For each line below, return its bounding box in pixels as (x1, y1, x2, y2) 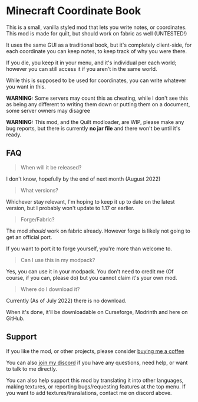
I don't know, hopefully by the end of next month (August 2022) (6, 175, 161, 182)
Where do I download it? (20, 285, 80, 293)
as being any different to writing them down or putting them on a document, (6, 100, 190, 107)
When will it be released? (20, 164, 82, 171)
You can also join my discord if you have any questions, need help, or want (6, 359, 188, 366)
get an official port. (6, 233, 52, 240)
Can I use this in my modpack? (20, 256, 95, 263)
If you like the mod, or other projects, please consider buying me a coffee (6, 347, 184, 355)
